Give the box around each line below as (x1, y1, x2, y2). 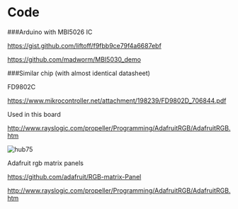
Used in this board (7, 110, 62, 118)
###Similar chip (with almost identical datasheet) (7, 69, 151, 77)
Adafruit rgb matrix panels (7, 159, 84, 167)
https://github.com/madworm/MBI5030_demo (7, 55, 142, 64)
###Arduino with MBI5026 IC (7, 28, 93, 36)
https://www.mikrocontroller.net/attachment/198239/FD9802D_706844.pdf (7, 96, 227, 105)
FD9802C (7, 82, 36, 91)
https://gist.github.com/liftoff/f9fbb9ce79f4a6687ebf (7, 41, 161, 50)
